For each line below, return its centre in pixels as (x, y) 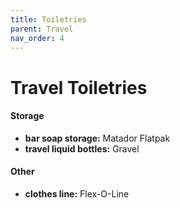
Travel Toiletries (79, 87)
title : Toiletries (48, 19)
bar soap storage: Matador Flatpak (97, 138)
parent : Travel (42, 29)
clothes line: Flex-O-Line (77, 193)
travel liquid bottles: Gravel (82, 148)
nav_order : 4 (37, 38)
